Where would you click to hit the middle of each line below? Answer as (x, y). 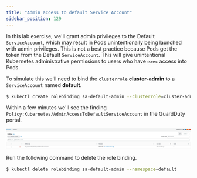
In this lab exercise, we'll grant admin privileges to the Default (81, 36)
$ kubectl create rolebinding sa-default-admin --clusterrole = (85, 96)
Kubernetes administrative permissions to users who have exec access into (97, 61)
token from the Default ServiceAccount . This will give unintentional (86, 55)
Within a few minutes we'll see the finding (57, 108)
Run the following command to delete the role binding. (72, 158)
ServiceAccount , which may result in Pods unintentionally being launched (94, 42)
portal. (14, 120)
